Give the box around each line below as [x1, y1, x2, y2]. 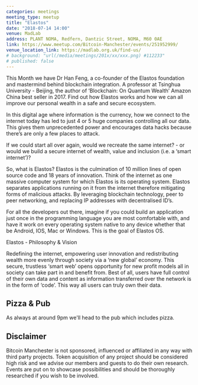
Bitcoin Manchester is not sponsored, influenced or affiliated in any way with [6, 347, 193, 354]
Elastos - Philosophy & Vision [6, 238, 77, 245]
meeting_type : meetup [6, 14, 60, 20]
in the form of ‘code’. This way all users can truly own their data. [6, 282, 163, 289]
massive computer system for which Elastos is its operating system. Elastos [6, 178, 190, 185]
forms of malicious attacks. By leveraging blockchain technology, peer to [6, 190, 184, 198]
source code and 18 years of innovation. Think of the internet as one [6, 172, 173, 179]
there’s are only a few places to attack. [6, 130, 100, 137]
